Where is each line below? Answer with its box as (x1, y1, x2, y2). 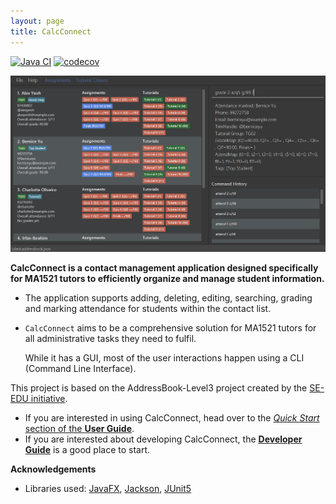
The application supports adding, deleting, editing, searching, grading (24, 291, 313, 304)
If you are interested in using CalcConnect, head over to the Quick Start (24, 411, 320, 424)
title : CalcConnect (10, 26, 92, 37)
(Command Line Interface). (24, 362, 137, 374)
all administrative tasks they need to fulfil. (24, 332, 197, 344)
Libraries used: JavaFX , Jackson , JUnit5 (24, 482, 192, 494)
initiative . (30, 392, 68, 404)
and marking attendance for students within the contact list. (24, 302, 272, 314)
